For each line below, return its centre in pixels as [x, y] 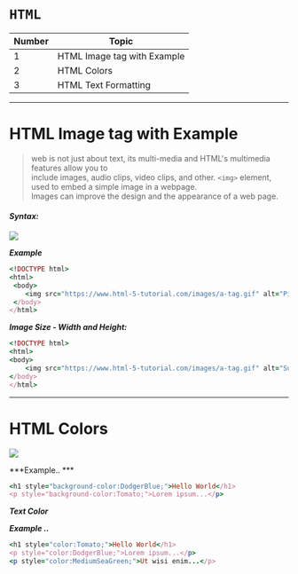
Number [31, 41]
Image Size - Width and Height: [68, 327]
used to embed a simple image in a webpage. [114, 186]
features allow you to [69, 168]
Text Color [29, 511]
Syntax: [24, 216]
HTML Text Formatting [104, 84]
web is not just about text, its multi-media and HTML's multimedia [150, 158]
